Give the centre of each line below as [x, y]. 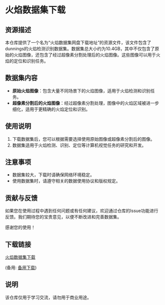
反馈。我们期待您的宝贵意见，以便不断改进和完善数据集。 [63, 217]
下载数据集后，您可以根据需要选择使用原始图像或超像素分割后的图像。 [83, 139]
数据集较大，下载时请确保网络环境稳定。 [53, 175]
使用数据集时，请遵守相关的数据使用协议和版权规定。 [66, 181]
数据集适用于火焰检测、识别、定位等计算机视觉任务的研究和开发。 [79, 145]
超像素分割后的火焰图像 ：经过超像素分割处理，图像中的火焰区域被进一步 [85, 103]
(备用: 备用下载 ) [21, 268]
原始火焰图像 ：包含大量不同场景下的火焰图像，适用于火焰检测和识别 [81, 91]
